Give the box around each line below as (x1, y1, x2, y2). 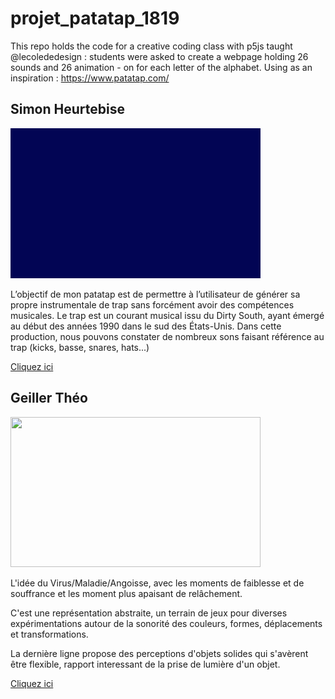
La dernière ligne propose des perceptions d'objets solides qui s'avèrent (10, 647, 309, 659)
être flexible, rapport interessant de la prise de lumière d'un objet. (10, 658, 281, 670)
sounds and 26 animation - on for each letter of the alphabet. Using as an (10, 61, 313, 73)
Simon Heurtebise (10, 101, 125, 118)
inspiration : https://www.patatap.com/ (10, 72, 170, 84)
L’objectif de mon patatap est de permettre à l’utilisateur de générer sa (10, 288, 301, 300)
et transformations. (10, 628, 89, 640)
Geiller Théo (10, 390, 88, 407)
